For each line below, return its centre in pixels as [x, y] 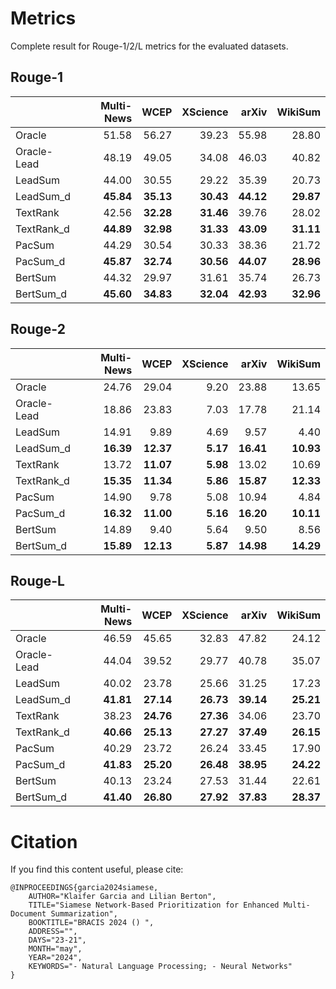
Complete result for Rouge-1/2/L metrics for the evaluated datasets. [149, 46]
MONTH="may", [55, 949]
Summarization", [84, 914]
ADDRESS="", [53, 932]
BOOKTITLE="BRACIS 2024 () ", [91, 923]
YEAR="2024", [55, 958]
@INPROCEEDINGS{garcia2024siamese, [84, 888]
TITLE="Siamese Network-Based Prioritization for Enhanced [154, 905]
